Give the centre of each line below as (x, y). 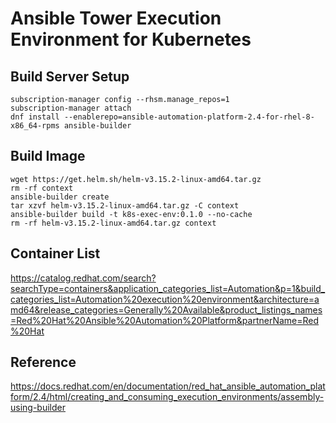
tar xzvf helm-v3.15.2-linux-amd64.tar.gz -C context (125, 205)
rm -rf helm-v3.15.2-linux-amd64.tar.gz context (113, 223)
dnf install (35, 117)
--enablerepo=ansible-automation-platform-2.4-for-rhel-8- (189, 117)
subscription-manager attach (71, 108)
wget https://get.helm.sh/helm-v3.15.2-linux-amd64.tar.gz (136, 179)
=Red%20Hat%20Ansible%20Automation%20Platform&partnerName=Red (165, 320)
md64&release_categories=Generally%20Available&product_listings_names (166, 309)
